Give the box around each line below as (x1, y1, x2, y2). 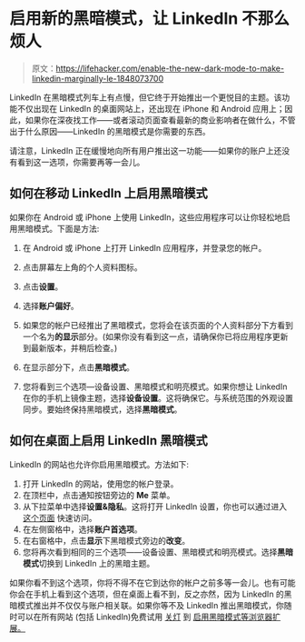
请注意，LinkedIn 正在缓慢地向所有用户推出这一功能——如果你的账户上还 (9, 145, 282, 155)
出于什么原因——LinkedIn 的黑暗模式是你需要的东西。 (9, 125, 211, 136)
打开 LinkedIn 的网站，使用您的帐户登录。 (22, 478, 179, 489)
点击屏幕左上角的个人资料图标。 (22, 261, 143, 273)
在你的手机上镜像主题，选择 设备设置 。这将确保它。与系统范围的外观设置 (22, 392, 293, 403)
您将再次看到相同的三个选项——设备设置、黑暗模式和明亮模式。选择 (22, 547, 278, 557)
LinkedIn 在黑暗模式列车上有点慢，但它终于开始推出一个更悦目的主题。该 (9, 92, 282, 103)
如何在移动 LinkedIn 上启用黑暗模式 (9, 186, 209, 201)
